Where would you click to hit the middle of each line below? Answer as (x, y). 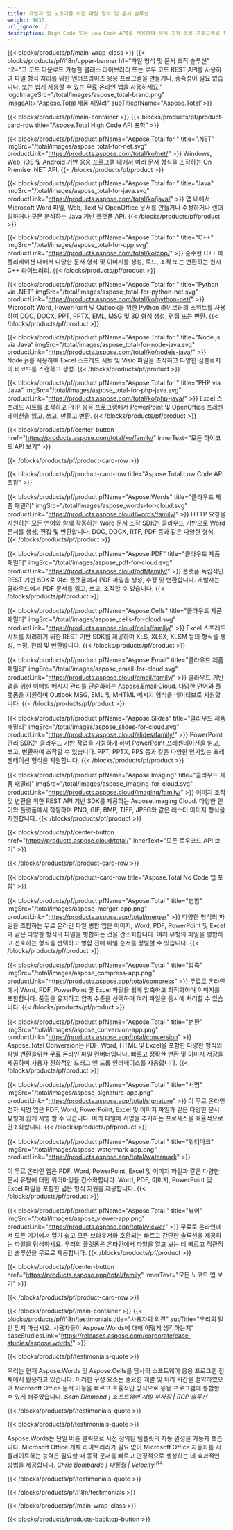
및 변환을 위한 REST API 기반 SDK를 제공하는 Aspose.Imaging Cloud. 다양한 (112, 801)
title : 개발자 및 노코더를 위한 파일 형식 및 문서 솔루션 (78, 14)
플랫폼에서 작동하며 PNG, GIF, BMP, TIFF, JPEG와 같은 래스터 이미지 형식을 (122, 810)
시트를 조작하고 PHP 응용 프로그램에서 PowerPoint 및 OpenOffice (115, 407)
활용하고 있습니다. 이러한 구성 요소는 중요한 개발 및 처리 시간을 (110, 1379)
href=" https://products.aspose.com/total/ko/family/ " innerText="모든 (105, 438)
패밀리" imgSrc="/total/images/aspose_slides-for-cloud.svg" (93, 727)
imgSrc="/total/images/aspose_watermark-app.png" (82, 1150)
